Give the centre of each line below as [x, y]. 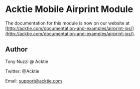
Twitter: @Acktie [22, 71]
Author [16, 49]
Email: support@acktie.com [34, 80]
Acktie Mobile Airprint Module [69, 9]
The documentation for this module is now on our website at [67, 23]
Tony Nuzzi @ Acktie [27, 61]
